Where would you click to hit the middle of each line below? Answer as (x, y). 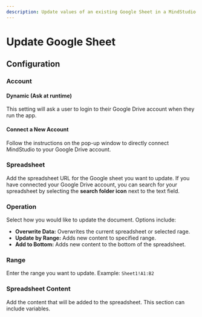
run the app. (21, 116)
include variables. (28, 309)
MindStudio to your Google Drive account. (59, 149)
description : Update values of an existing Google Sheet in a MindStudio (101, 12)
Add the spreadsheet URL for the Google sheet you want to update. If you (98, 178)
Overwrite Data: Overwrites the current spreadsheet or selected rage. (103, 232)
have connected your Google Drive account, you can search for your (92, 185)
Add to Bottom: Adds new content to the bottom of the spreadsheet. (100, 244)
